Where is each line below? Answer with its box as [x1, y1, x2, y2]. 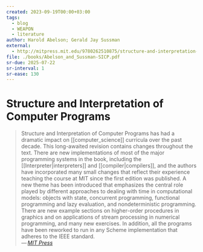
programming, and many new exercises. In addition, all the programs [21, 220, 192, 227]
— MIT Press [21, 239, 53, 247]
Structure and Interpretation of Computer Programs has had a [21, 130, 175, 137]
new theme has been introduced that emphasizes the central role [21, 181, 184, 188]
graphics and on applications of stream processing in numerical [21, 213, 180, 221]
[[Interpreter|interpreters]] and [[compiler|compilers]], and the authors [21, 162, 197, 170]
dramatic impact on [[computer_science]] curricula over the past [21, 136, 182, 144]
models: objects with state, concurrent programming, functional [21, 194, 180, 202]
